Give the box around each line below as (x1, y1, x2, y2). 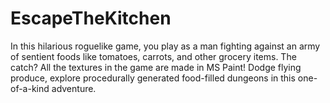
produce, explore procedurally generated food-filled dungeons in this (10, 72, 296, 84)
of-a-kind (10, 82, 50, 94)
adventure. (51, 82, 97, 94)
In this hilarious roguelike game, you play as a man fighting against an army (10, 40, 321, 52)
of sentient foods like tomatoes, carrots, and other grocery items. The (10, 50, 297, 62)
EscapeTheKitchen (10, 7, 172, 30)
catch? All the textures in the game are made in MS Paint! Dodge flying (10, 61, 302, 73)
